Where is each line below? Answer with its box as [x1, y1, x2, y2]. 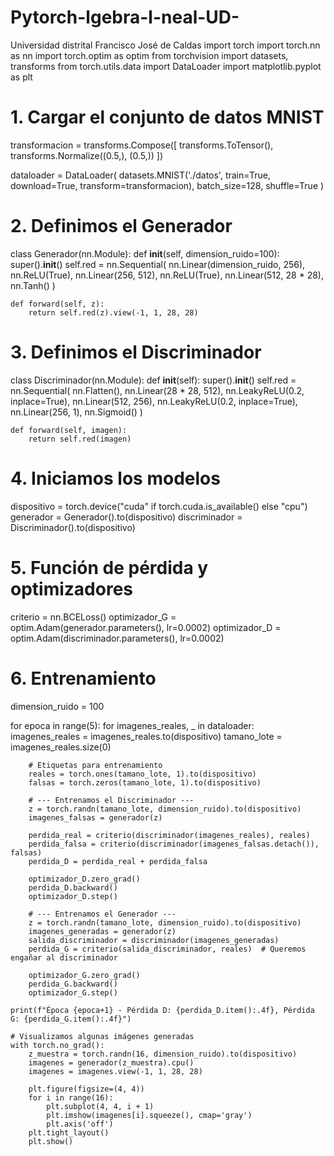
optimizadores [10, 577, 133, 600]
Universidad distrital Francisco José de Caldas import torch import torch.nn [10, 39, 321, 51]
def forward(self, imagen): [10, 425, 128, 435]
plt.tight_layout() [28, 1127, 110, 1138]
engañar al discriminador [10, 952, 118, 963]
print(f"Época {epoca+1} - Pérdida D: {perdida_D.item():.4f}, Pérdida [10, 1005, 315, 1015]
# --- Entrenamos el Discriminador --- [28, 795, 195, 805]
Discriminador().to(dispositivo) [10, 521, 136, 533]
